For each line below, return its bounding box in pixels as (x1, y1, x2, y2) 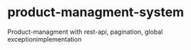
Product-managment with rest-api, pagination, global (7, 27, 163, 36)
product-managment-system (7, 4, 185, 20)
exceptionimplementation (7, 35, 82, 43)
